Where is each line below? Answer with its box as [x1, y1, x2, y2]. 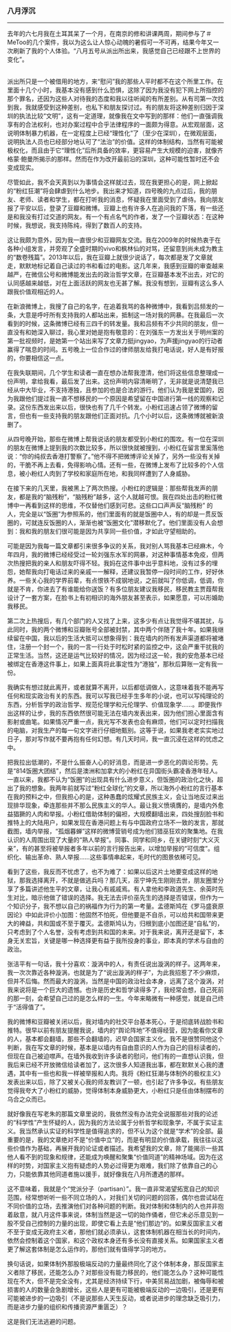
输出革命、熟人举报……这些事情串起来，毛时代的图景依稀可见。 [25, 853, 205, 861]
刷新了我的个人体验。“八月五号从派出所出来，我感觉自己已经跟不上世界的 [12, 47, 221, 55]
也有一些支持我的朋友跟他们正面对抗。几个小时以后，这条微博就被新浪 [25, 412, 224, 420]
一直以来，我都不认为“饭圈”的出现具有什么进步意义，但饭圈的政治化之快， [7, 776, 218, 784]
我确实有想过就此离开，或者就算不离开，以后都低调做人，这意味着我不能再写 [7, 683, 224, 692]
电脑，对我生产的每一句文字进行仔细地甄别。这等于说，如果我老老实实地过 [12, 726, 224, 735]
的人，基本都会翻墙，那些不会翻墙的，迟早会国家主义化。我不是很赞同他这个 [7, 1035, 224, 1043]
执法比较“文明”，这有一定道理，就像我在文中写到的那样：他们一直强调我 [19, 112, 223, 120]
